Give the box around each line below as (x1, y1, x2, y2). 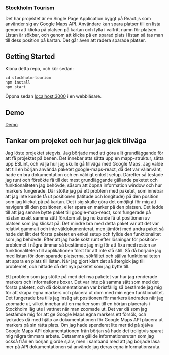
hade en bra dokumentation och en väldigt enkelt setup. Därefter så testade (5, 171, 163, 177)
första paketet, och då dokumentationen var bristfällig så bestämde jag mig (5, 284, 162, 290)
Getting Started (5, 52, 55, 61)
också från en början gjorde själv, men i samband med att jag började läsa (5, 338, 160, 344)
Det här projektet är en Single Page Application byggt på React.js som (5, 16, 151, 22)
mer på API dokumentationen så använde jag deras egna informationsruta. (5, 343, 161, 350)
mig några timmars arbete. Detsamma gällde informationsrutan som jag (5, 333, 154, 339)
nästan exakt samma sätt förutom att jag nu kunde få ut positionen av (5, 214, 150, 221)
